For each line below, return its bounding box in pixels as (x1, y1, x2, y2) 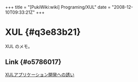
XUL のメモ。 (5, 43, 33, 49)
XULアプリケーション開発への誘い (5, 71, 75, 78)
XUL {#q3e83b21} (5, 27, 81, 38)
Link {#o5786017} (5, 58, 62, 66)
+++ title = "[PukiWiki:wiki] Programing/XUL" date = (5, 4, 111, 10)
